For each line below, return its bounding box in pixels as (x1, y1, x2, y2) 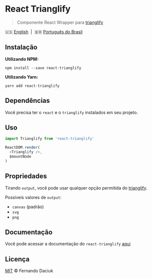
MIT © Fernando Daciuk (5, 268, 53, 274)
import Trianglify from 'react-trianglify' (5, 136, 95, 141)
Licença (5, 255, 30, 263)
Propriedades (5, 172, 47, 180)
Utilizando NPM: (5, 56, 39, 62)
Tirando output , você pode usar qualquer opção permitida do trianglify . (5, 185, 148, 191)
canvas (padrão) (12, 204, 44, 210)
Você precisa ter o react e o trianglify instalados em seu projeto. (5, 109, 138, 115)
